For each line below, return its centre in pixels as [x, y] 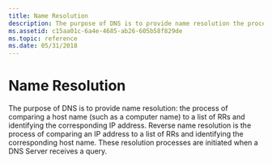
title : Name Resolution [49, 16]
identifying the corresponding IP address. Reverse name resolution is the [130, 125]
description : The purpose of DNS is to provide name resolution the [126, 23]
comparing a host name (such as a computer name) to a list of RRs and [127, 117]
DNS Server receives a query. [58, 151]
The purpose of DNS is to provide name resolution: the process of [118, 108]
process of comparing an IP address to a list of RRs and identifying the [126, 134]
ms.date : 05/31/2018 [43, 46]
